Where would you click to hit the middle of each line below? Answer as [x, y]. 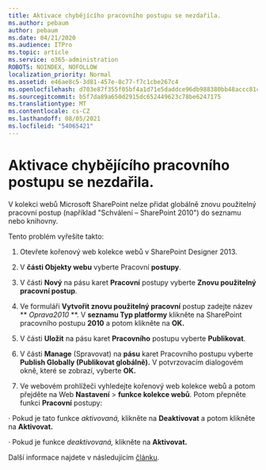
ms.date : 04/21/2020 [42, 38]
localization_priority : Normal [60, 75]
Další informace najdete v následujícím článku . [84, 457]
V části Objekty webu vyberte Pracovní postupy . [100, 267]
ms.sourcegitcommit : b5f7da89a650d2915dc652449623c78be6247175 [115, 97]
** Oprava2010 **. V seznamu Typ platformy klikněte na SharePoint [131, 315]
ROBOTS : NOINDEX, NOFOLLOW [53, 67]
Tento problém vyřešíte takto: [56, 236]
